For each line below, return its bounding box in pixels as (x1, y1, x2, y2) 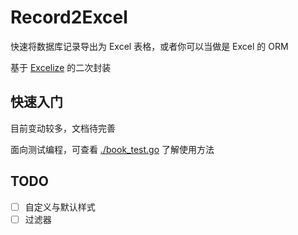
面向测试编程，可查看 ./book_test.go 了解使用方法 (10, 143, 215, 155)
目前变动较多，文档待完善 (10, 122, 116, 134)
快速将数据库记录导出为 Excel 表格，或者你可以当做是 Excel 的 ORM (10, 40, 289, 52)
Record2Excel (10, 6, 128, 29)
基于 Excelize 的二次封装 (10, 61, 112, 73)
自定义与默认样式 (24, 201, 96, 213)
